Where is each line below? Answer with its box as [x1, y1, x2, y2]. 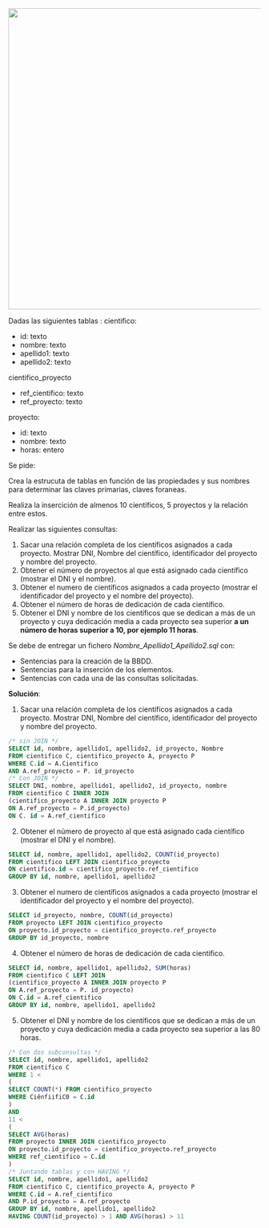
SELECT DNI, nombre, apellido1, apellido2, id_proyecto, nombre [8, 782, 227, 790]
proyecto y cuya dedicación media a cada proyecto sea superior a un [19, 617, 250, 626]
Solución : [8, 689, 41, 698]
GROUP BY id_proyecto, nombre [8, 933, 110, 942]
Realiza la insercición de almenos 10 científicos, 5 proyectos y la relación [8, 500, 248, 509]
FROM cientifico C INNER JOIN [8, 789, 110, 798]
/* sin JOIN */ [8, 737, 59, 745]
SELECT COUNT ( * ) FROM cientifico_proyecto [8, 1086, 152, 1094]
